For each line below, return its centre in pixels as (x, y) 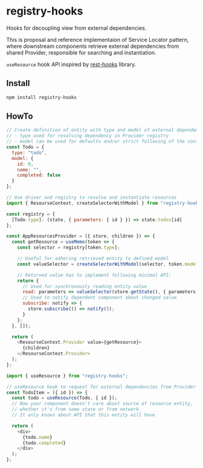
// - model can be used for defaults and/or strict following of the (96, 142)
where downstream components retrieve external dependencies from (93, 46)
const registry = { (31, 214)
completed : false (39, 175)
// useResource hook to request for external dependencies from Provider (101, 387)
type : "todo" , (29, 153)
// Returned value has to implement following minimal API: (94, 275)
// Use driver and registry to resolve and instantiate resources (92, 198)
